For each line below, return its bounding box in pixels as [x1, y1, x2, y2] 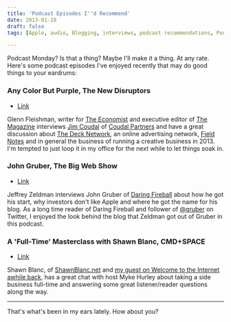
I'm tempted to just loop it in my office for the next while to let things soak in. [7, 144, 224, 152]
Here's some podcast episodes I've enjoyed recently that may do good [7, 61, 208, 69]
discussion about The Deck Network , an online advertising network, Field [7, 129, 215, 138]
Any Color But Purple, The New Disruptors [7, 86, 151, 96]
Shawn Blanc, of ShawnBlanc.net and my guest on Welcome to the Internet [7, 266, 220, 274]
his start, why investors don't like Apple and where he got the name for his [7, 197, 218, 206]
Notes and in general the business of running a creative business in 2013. [7, 137, 215, 145]
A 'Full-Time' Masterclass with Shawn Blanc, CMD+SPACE [7, 237, 206, 246]
